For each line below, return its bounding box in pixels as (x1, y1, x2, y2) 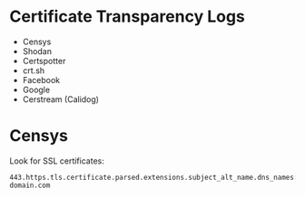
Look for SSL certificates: (9, 155, 104, 166)
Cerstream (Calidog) (22, 93, 100, 105)
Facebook (22, 74, 61, 85)
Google (22, 84, 51, 95)
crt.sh (22, 65, 45, 76)
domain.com (9, 181, 51, 190)
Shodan (22, 45, 53, 56)
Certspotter (22, 55, 66, 66)
